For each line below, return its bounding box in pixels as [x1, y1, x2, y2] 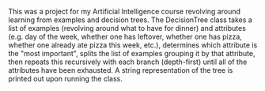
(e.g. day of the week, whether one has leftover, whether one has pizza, [8, 32, 243, 41]
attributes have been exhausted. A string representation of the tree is [8, 66, 233, 74]
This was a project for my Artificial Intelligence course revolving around [8, 7, 241, 16]
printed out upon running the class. [8, 74, 123, 83]
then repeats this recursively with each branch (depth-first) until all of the [8, 57, 248, 66]
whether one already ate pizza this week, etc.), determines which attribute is [8, 40, 258, 50]
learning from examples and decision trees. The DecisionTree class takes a [8, 15, 253, 25]
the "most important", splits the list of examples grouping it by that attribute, [8, 49, 256, 58]
